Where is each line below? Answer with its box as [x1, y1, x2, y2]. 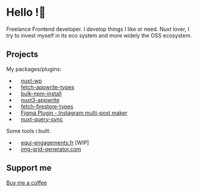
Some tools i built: [6, 127, 51, 135]
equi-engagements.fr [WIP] [21, 139, 89, 146]
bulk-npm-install [21, 90, 62, 97]
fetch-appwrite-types [21, 83, 74, 91]
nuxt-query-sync [21, 115, 63, 123]
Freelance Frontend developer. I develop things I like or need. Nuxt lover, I [6, 25, 190, 33]
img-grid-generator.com [21, 145, 81, 153]
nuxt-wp [21, 77, 42, 84]
